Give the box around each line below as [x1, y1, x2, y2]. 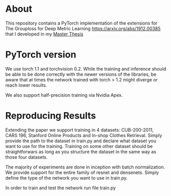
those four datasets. [5, 154, 48, 160]
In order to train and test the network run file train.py [5, 185, 116, 191]
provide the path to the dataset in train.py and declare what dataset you [5, 138, 157, 144]
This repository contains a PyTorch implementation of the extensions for [5, 20, 158, 26]
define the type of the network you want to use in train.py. [5, 175, 128, 181]
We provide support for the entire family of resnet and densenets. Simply [5, 169, 159, 176]
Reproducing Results [5, 110, 96, 122]
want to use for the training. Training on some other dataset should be [5, 143, 153, 149]
